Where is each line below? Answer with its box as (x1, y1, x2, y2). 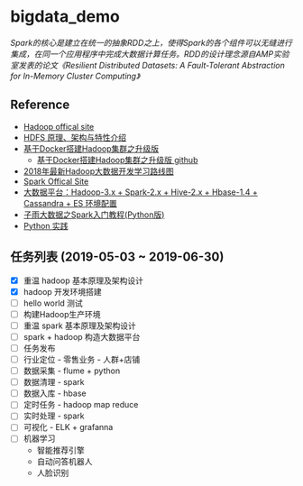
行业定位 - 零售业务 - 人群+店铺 (23, 354, 141, 364)
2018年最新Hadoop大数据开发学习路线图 (23, 165, 174, 177)
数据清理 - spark (23, 377, 85, 388)
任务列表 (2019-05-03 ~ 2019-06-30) (10, 250, 225, 265)
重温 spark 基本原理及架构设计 (23, 320, 136, 331)
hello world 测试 (23, 298, 84, 308)
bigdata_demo (10, 6, 120, 27)
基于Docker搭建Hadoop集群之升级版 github (36, 154, 198, 165)
